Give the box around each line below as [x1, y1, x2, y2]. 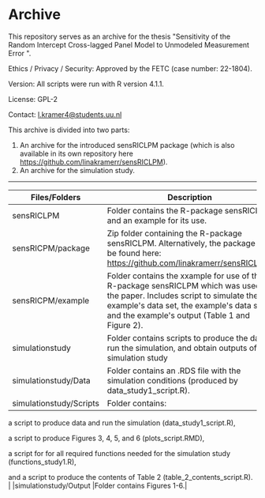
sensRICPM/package [12, 243, 91, 254]
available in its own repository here [19, 149, 134, 158]
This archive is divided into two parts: [8, 125, 130, 134]
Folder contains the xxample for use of [106, 270, 250, 281]
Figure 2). [106, 319, 144, 330]
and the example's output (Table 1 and [106, 310, 250, 321]
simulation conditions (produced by [106, 375, 239, 386]
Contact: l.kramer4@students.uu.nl [8, 109, 122, 119]
